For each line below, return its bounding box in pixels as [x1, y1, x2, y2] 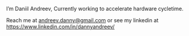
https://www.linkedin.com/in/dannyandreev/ [6, 23, 115, 30]
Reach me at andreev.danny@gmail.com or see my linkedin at [6, 17, 159, 23]
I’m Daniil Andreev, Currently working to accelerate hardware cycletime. [6, 5, 184, 12]
